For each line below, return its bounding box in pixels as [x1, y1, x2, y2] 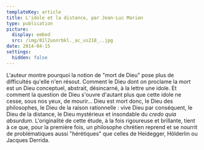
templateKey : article [6, 9, 62, 15]
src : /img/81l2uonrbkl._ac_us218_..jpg [12, 37, 114, 43]
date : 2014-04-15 [6, 43, 51, 50]
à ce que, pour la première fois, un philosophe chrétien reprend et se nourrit [6, 123, 197, 130]
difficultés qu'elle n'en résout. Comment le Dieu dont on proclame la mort [6, 78, 191, 85]
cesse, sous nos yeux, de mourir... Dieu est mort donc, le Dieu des [6, 97, 173, 105]
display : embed [12, 32, 51, 38]
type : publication [6, 20, 53, 26]
